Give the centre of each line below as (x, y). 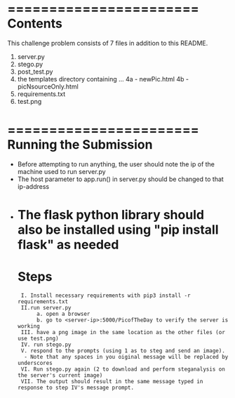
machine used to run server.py (62, 171)
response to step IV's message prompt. (76, 387)
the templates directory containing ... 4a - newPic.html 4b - (103, 79)
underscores (35, 363)
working (28, 326)
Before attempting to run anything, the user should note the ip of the (116, 164)
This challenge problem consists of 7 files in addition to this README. (108, 43)
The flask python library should (111, 215)
